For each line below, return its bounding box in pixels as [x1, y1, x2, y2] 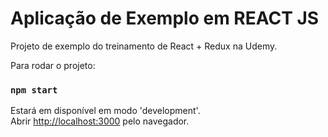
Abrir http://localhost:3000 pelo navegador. [10, 115, 190, 127]
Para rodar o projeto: [10, 59, 96, 71]
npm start [10, 84, 58, 96]
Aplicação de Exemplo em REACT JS [10, 7, 320, 30]
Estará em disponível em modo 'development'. [10, 105, 201, 117]
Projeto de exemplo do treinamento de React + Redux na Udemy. [10, 40, 278, 52]
